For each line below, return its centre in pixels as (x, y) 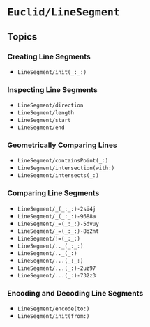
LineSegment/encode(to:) (53, 309)
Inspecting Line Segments (52, 89)
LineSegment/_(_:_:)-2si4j (57, 209)
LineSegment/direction (50, 106)
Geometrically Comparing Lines (62, 145)
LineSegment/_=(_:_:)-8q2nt (58, 231)
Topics (22, 37)
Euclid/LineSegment (63, 12)
